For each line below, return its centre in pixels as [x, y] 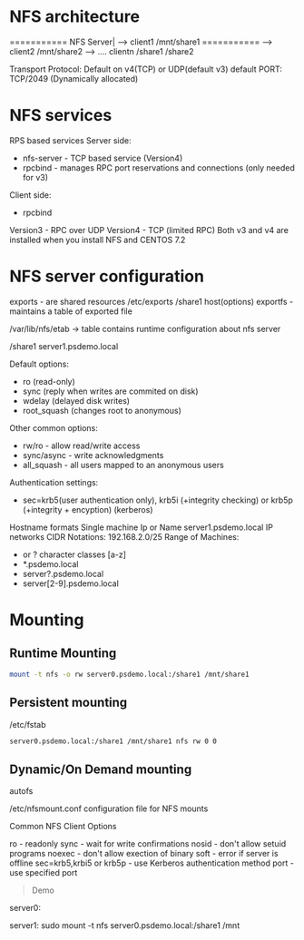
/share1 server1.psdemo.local [64, 346]
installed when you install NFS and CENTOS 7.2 [98, 240]
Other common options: [54, 427]
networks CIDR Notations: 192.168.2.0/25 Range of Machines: [124, 536]
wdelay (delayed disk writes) [76, 400]
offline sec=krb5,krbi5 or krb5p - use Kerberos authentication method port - [152, 863]
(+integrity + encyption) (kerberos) [88, 509]
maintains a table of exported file [71, 311]
